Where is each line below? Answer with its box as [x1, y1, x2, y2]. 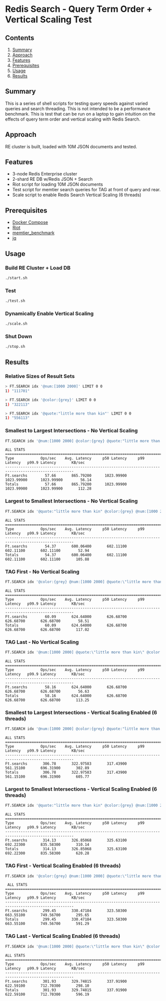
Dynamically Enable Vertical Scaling [5, 310, 94, 317]
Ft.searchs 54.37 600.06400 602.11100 [5, 543, 127, 549]
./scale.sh [5, 321, 28, 327]
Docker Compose [12, 219, 48, 225]
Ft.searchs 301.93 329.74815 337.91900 [5, 979, 127, 984]
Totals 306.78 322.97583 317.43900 [5, 770, 127, 775]
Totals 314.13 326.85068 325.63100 [5, 846, 127, 852]
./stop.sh [5, 344, 26, 349]
